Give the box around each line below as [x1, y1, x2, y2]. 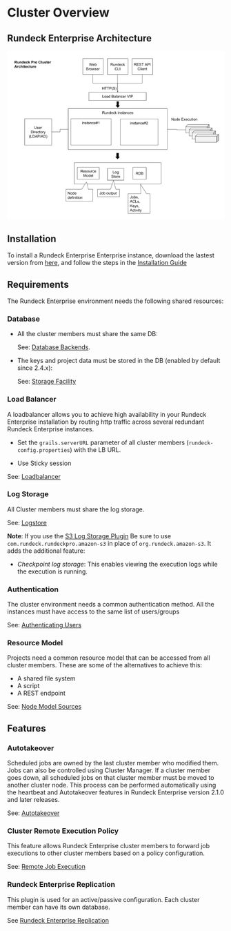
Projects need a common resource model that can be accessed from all [7, 654, 210, 662]
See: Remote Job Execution [7, 863, 86, 871]
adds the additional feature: [7, 547, 86, 555]
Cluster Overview [7, 5, 110, 21]
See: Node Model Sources [7, 703, 82, 711]
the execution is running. [17, 567, 88, 576]
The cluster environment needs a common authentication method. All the [7, 600, 215, 609]
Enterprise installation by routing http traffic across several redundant [7, 418, 205, 426]
